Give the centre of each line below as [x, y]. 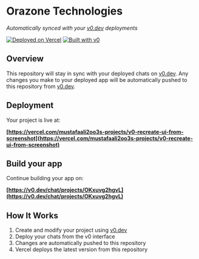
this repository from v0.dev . [41, 86]
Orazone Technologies [65, 11]
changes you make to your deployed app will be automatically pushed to [97, 79]
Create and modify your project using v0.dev [71, 230]
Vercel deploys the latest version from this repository [81, 249]
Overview [25, 59]
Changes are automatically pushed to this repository [80, 243]
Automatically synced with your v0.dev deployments [72, 28]
